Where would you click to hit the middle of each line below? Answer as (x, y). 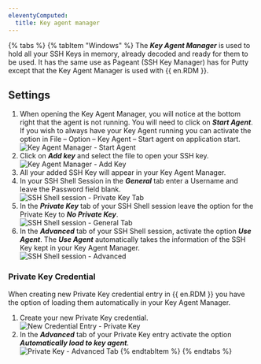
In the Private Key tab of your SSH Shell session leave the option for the (136, 206)
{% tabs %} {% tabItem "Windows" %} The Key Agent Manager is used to (129, 45)
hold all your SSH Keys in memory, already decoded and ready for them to (129, 54)
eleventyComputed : (38, 15)
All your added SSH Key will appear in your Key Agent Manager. (123, 173)
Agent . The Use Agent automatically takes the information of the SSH (132, 240)
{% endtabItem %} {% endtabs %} (176, 351)
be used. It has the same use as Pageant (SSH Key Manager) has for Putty (129, 62)
